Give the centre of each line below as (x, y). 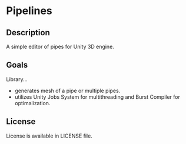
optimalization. (32, 103)
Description (28, 33)
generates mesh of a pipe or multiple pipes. (67, 91)
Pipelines (29, 11)
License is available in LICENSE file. (49, 136)
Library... (17, 79)
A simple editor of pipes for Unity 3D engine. (60, 46)
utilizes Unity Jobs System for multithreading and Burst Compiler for (97, 97)
